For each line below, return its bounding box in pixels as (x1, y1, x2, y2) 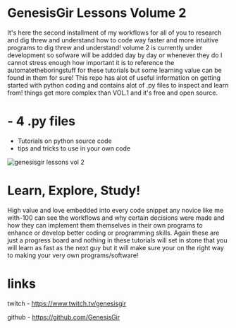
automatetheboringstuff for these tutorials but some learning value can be (7, 66, 222, 74)
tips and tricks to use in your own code (17, 143, 131, 153)
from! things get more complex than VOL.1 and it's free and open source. (7, 88, 218, 97)
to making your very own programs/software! (7, 251, 139, 259)
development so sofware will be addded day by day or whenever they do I (7, 51, 223, 59)
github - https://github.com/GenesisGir (7, 312, 120, 321)
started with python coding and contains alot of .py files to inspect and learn (7, 81, 229, 89)
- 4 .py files (7, 113, 76, 129)
